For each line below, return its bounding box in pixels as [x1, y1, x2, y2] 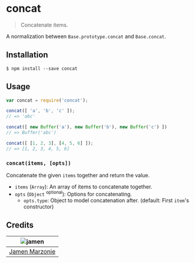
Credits [6, 220, 34, 230]
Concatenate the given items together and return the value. [6, 171, 150, 178]
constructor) [23, 203, 54, 210]
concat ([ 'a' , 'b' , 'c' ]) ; [6, 108, 75, 114]
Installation [6, 50, 48, 60]
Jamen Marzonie [9, 248, 56, 256]
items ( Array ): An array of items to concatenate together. [14, 183, 153, 190]
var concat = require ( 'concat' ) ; [6, 97, 88, 103]
